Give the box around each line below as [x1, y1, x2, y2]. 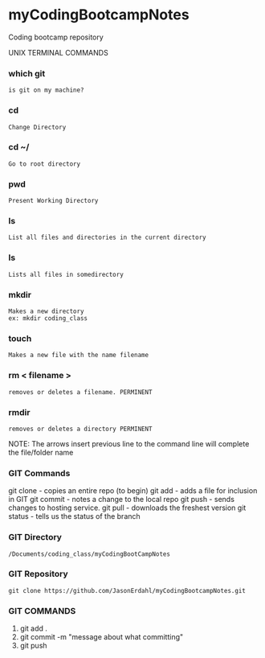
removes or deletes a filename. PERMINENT [8, 388, 153, 396]
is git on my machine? [8, 86, 84, 94]
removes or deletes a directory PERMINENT [8, 425, 153, 433]
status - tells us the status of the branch [8, 512, 141, 521]
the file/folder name [8, 447, 74, 457]
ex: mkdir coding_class [8, 315, 88, 323]
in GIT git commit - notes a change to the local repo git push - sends [8, 495, 235, 504]
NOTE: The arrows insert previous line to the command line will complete [8, 438, 250, 448]
